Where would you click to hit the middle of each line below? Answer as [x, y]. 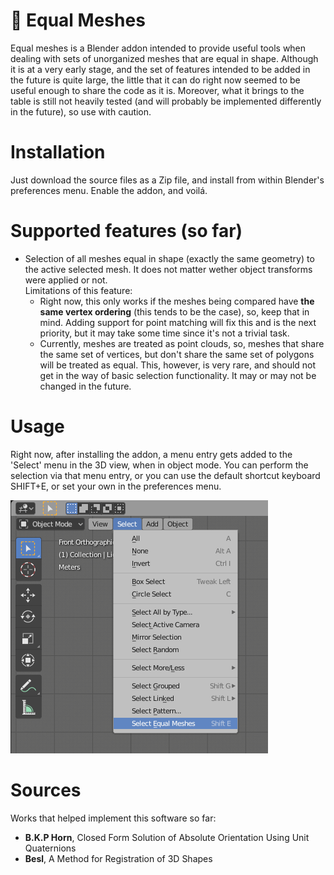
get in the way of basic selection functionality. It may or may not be [178, 375]
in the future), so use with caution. [81, 111]
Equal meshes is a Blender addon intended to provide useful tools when [158, 48]
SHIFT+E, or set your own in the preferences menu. [116, 486]
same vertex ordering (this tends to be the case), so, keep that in [174, 311]
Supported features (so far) [126, 231]
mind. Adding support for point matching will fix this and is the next [178, 322]
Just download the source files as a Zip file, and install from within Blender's [167, 180]
